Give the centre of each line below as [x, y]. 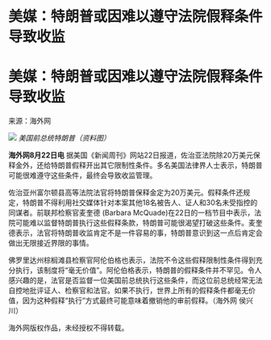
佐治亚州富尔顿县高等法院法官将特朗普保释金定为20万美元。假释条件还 [126, 193]
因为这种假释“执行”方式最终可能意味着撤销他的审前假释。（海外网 [130, 300]
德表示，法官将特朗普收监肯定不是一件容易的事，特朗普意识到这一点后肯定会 [135, 233]
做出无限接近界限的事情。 [51, 243]
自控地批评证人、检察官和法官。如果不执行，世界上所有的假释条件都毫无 [128, 291]
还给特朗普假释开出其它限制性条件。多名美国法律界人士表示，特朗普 [149, 166]
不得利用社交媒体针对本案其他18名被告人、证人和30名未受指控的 [150, 203]
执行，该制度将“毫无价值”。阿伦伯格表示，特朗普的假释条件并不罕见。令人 [138, 271]
